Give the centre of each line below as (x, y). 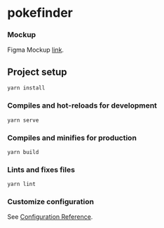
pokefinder (40, 13)
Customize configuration (51, 202)
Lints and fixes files (41, 169)
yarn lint (22, 184)
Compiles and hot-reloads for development (82, 106)
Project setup (37, 72)
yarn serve (23, 120)
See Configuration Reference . (50, 217)
